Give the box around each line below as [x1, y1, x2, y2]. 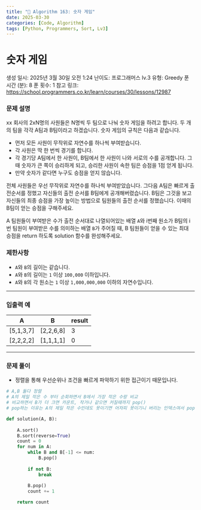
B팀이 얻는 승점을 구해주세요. [6, 204, 74, 212]
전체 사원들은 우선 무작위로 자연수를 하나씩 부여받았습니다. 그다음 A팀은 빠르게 [6, 182, 189, 189]
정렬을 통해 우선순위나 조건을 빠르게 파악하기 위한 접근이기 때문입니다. [14, 376, 178, 384]
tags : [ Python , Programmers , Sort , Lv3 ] [6, 25, 109, 32]
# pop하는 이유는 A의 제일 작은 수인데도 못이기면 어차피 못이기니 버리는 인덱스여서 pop [6, 405, 196, 411]
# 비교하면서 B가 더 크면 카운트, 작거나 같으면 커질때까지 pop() [6, 400, 147, 406]
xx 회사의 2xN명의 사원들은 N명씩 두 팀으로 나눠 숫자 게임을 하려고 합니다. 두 [6, 119, 185, 126]
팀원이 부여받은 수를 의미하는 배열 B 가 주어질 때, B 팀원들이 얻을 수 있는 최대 [12, 225, 189, 232]
